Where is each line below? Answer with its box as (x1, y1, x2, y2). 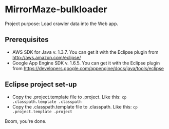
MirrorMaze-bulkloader (5, 4, 107, 15)
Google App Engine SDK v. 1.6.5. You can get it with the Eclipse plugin (12, 60, 160, 66)
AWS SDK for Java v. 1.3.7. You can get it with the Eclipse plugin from (12, 49, 159, 55)
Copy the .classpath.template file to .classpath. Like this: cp (12, 103, 138, 110)
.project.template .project (12, 109, 72, 114)
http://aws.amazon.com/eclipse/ (12, 54, 81, 60)
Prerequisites (5, 35, 49, 44)
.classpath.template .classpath (12, 99, 82, 104)
